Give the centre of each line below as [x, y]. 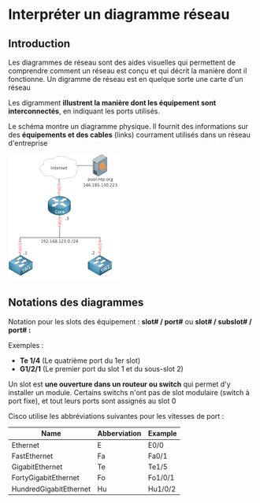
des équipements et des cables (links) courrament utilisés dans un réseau [129, 135]
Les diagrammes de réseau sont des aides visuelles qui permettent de [122, 62]
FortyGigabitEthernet [46, 478]
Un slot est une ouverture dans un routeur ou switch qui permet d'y [119, 384]
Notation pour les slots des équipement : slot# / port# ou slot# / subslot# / [130, 321]
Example [162, 434]
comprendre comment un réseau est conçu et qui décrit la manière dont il [128, 71]
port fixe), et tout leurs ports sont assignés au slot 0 [92, 401]
